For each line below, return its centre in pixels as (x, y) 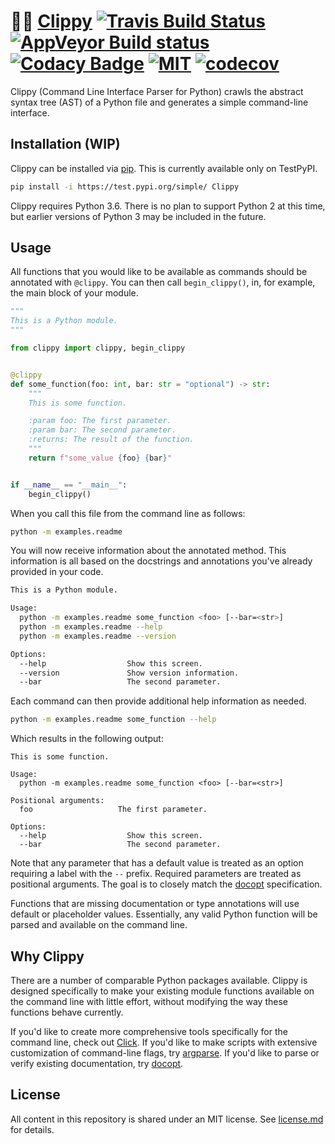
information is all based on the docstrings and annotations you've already (161, 561)
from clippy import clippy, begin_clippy (98, 348)
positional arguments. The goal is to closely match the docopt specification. (166, 884)
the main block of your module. (74, 293)
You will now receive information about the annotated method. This (148, 551)
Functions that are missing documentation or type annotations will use (155, 904)
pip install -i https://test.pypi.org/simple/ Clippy (125, 186)
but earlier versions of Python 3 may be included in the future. (138, 216)
